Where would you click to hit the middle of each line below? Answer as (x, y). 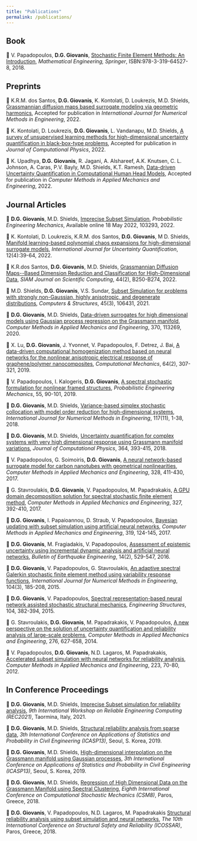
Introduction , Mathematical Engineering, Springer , (67, 61)
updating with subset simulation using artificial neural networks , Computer (96, 526)
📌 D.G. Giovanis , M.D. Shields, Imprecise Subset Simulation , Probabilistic (94, 218)
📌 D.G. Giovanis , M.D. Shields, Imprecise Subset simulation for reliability (93, 704)
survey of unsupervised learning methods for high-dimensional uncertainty (97, 137)
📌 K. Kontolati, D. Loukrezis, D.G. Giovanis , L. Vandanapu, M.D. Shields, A (95, 131)
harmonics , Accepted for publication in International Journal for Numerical (96, 113)
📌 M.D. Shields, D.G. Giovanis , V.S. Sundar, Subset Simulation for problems (97, 290)
